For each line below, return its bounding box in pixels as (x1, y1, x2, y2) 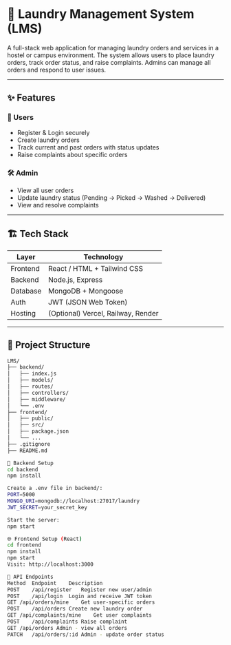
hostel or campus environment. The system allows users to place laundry (7, 51, 214, 59)
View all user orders (16, 186, 74, 194)
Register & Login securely (16, 128, 90, 136)
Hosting (10, 308, 36, 318)
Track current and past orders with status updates (16, 143, 159, 151)
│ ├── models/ (7, 377, 54, 384)
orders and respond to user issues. (7, 65, 107, 74)
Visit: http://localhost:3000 (7, 561, 94, 568)
